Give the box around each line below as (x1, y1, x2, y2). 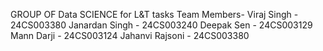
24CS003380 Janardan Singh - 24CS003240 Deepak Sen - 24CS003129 (10, 19, 313, 31)
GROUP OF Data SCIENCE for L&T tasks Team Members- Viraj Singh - (10, 9, 299, 20)
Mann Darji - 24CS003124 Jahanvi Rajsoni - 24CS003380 (10, 30, 250, 41)
